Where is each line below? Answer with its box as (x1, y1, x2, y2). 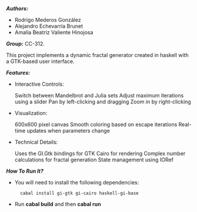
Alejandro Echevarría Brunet (14, 23, 84, 29)
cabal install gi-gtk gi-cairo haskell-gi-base (20, 190, 139, 196)
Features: (6, 69, 31, 76)
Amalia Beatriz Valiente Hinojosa (14, 29, 94, 36)
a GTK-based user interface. (6, 58, 75, 65)
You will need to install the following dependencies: (14, 179, 139, 186)
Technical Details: (14, 139, 58, 146)
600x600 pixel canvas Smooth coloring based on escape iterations (14, 121, 178, 128)
